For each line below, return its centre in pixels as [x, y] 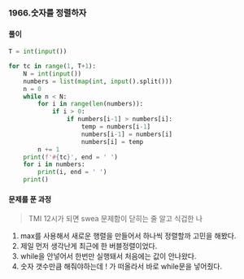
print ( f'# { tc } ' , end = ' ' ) [70, 157]
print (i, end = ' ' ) [72, 172]
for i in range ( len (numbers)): [91, 104]
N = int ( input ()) [52, 74]
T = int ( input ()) [38, 52]
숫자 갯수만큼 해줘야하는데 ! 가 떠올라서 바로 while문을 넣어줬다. [121, 267]
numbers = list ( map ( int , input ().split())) [98, 81]
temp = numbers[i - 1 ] [116, 127]
